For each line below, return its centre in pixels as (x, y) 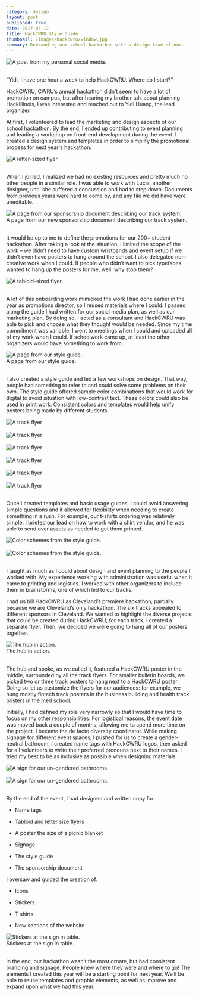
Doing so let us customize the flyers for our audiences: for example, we (94, 688)
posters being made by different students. (58, 410)
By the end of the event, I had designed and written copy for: (81, 798)
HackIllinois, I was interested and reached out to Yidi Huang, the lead (91, 104)
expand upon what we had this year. (50, 986)
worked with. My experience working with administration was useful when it (99, 577)
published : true (26, 23)
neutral (15, 743)
